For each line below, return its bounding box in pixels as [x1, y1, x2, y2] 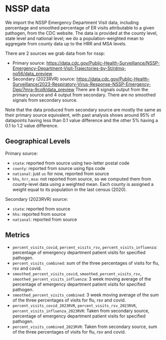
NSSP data [5, 3, 50, 14]
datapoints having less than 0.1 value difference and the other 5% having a [5, 117, 159, 123]
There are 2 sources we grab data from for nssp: [5, 50, 105, 56]
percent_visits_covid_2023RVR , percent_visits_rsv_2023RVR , [12, 302, 137, 308]
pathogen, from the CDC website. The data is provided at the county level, [5, 30, 158, 36]
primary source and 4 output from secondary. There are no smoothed [12, 92, 156, 98]
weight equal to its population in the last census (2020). [12, 186, 127, 192]
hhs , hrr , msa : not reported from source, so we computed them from [12, 175, 151, 182]
